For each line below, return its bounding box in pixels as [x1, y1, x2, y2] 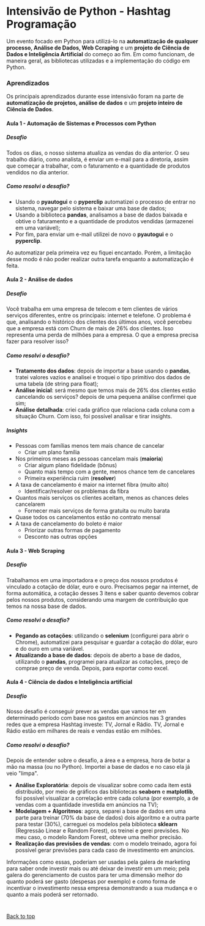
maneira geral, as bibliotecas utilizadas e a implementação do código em [6, 57, 190, 64]
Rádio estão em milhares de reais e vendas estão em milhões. [6, 727, 162, 735]
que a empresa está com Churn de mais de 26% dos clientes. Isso [6, 325, 174, 332]
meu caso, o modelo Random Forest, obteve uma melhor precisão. [15, 834, 183, 841]
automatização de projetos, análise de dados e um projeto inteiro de [6, 99, 183, 106]
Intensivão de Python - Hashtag [6, 4, 171, 18]
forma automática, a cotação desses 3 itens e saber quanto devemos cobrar [6, 589, 199, 597]
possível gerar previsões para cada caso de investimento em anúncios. [15, 846, 195, 854]
